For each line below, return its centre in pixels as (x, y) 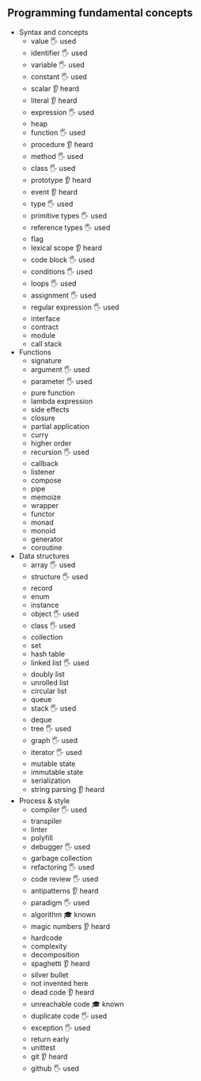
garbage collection (61, 858)
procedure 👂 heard (62, 144)
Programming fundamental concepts (100, 13)
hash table (47, 654)
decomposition (55, 954)
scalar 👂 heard (55, 88)
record (42, 588)
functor (43, 514)
